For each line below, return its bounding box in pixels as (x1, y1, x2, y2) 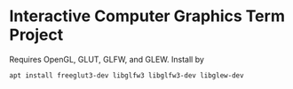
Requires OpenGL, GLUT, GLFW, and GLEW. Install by (9, 54, 204, 64)
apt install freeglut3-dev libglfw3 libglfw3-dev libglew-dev (9, 70, 244, 80)
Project (9, 25, 64, 45)
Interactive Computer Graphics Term (9, 6, 286, 26)
